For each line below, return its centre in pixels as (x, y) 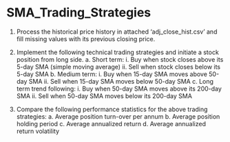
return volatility (38, 131)
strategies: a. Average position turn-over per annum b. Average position (118, 116)
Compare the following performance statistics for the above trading (112, 109)
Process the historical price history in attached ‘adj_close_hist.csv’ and (117, 32)
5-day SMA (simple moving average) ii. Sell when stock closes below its (118, 67)
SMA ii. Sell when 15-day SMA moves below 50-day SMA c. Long (121, 81)
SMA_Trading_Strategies (79, 13)
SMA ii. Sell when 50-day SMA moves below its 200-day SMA (104, 96)
